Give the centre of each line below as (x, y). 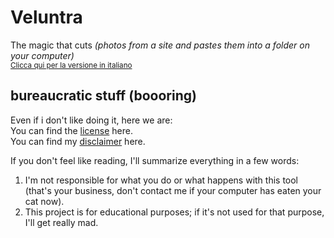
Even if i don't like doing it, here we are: (91, 120)
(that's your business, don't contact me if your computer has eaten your (173, 190)
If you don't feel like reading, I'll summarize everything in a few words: (155, 160)
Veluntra (46, 17)
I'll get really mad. (61, 222)
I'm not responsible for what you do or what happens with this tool (161, 180)
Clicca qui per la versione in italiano (71, 65)
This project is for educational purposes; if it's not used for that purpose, (174, 212)
